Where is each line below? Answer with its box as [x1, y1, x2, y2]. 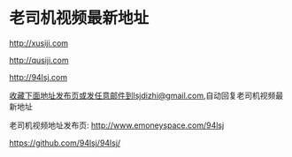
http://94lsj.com [9, 71, 68, 82]
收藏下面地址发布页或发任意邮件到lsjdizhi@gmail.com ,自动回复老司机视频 [9, 90, 276, 101]
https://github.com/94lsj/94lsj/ [9, 138, 121, 148]
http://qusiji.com [9, 55, 69, 65]
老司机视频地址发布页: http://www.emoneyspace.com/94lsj [9, 120, 225, 131]
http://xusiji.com [9, 37, 69, 49]
